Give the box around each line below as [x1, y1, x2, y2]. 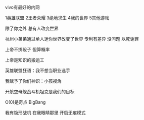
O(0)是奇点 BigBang [5, 99, 46, 105]
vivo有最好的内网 [5, 4, 40, 10]
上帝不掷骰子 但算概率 [5, 47, 50, 52]
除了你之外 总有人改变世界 [5, 25, 58, 31]
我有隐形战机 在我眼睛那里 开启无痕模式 [5, 110, 86, 116]
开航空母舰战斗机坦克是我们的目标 [5, 89, 75, 94]
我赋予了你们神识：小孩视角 [5, 78, 62, 84]
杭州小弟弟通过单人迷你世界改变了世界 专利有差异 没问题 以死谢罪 [5, 36, 139, 42]
